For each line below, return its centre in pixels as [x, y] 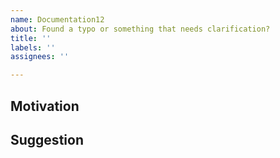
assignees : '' [40, 57]
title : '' [31, 38]
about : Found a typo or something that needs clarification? [140, 29]
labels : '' [33, 47]
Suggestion [47, 139]
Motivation [45, 106]
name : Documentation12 [57, 19]
